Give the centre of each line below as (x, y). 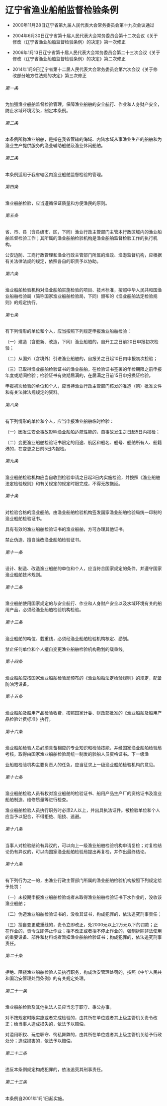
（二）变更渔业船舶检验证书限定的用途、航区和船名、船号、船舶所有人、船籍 (83, 442)
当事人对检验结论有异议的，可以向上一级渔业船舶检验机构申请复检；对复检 (81, 845)
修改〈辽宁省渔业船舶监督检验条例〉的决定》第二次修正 (69, 58)
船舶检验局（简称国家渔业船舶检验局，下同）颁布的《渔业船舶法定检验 (81, 296)
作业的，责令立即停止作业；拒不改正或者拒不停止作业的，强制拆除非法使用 (85, 931)
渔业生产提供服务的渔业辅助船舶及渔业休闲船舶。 (55, 146)
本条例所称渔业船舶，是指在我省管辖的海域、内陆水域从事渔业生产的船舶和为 (83, 139)
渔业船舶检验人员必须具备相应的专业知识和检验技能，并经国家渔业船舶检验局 (83, 748)
